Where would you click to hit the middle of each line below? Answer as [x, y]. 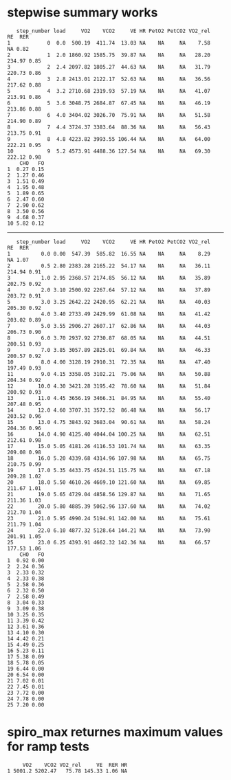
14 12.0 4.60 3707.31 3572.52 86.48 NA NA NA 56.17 [109, 410]
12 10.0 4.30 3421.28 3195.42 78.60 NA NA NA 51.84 [109, 386]
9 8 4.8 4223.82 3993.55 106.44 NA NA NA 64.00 [109, 139]
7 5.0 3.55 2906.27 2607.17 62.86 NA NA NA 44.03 [109, 326]
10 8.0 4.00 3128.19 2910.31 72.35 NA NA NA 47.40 [109, 362]
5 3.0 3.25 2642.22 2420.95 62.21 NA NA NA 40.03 [109, 302]
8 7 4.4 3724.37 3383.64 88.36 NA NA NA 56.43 [109, 127]
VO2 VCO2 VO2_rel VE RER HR [75, 765]
